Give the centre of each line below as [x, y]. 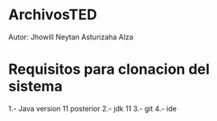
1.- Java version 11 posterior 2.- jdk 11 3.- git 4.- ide [92, 108]
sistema [35, 87]
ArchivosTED [53, 15]
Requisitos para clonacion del [109, 69]
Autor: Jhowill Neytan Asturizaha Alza [71, 37]
